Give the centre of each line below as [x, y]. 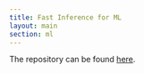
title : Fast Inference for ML [66, 17]
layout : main [34, 26]
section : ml [31, 34]
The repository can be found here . [72, 60]
